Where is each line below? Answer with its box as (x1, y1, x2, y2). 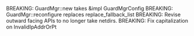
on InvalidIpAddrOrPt (6, 23, 57, 30)
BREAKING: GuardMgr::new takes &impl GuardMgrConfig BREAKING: (6, 5, 173, 12)
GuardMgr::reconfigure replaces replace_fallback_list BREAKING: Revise (6, 11, 181, 18)
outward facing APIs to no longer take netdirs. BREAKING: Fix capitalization (6, 17, 188, 24)
